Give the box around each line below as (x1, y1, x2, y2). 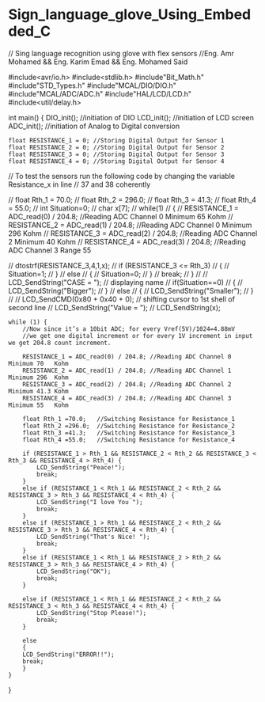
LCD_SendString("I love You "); (36, 498, 144, 506)
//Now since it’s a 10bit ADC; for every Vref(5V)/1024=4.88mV (22, 324, 236, 333)
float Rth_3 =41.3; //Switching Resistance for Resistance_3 (22, 429, 236, 437)
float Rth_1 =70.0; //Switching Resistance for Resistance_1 (22, 415, 236, 423)
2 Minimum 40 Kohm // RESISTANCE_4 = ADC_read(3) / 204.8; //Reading (8, 237, 247, 246)
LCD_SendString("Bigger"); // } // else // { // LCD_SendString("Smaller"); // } (8, 286, 255, 295)
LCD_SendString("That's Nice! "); (36, 533, 150, 541)
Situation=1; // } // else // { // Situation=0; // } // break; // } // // (8, 269, 208, 279)
